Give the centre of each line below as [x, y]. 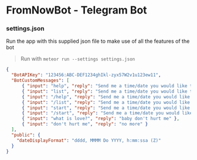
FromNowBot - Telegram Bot [77, 10]
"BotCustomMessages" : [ [40, 81]
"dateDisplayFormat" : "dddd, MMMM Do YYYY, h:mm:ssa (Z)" [89, 140]
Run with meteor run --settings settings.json [78, 59]
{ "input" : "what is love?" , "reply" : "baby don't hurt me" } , [101, 119]
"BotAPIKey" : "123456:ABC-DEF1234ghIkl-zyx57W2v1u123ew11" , [86, 75]
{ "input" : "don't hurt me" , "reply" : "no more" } [85, 124]
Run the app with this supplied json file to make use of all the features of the [98, 41]
